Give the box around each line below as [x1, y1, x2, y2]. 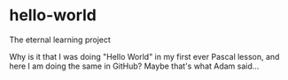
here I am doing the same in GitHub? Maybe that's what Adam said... [9, 61, 260, 71]
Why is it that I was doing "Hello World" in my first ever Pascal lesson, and [9, 51, 280, 62]
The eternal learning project [9, 34, 111, 45]
